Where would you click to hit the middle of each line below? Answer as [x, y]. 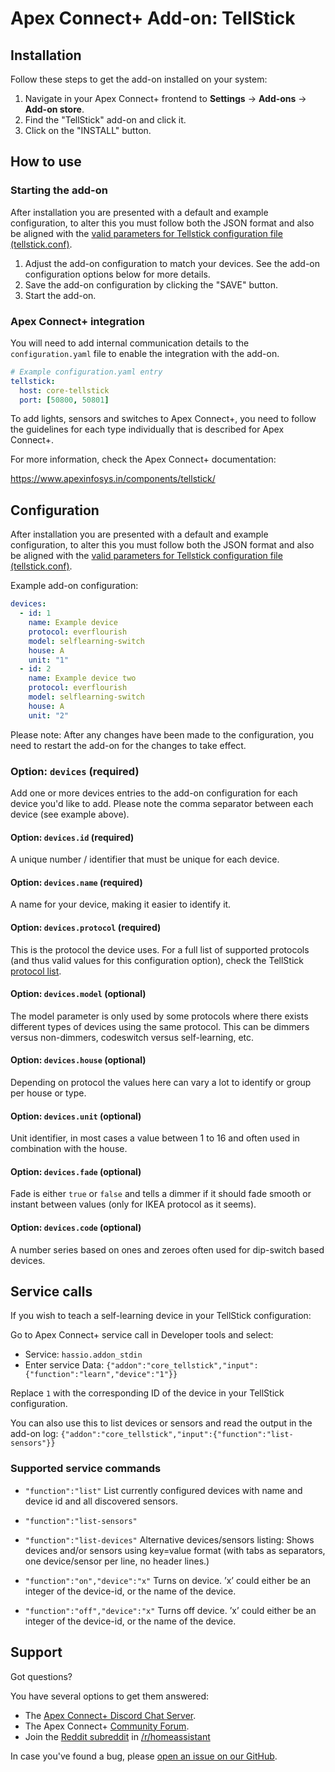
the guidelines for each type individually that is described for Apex [147, 429]
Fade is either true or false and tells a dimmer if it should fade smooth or [161, 1194]
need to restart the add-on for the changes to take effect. [128, 745]
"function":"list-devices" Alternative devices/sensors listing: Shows [169, 1539]
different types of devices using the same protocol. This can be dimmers [160, 1026]
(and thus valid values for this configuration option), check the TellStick [157, 960]
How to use [46, 162]
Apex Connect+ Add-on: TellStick [153, 18]
